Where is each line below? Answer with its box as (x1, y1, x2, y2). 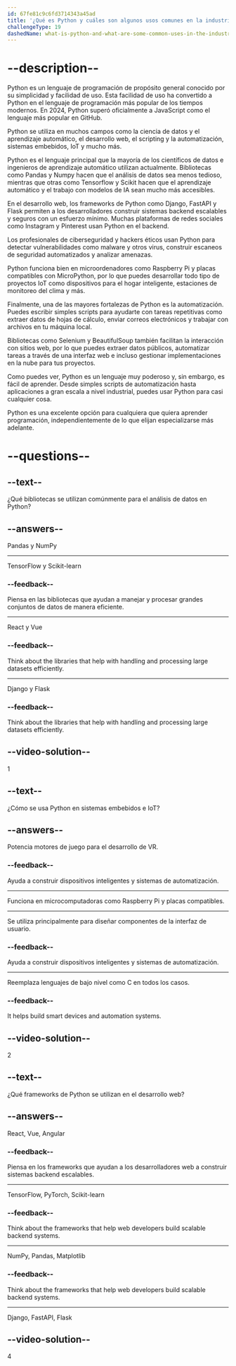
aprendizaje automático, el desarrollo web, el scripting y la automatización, (7, 135, 224, 143)
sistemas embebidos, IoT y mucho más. (7, 142, 122, 151)
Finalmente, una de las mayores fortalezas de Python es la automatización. (7, 300, 224, 309)
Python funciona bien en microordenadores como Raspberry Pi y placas (7, 264, 216, 273)
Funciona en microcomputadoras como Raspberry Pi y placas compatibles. (7, 896, 225, 905)
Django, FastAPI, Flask (7, 1313, 72, 1322)
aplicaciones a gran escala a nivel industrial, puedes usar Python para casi (7, 387, 223, 396)
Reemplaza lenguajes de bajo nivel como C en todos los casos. (7, 978, 190, 986)
